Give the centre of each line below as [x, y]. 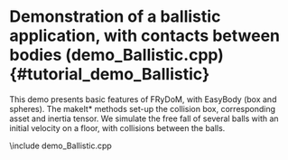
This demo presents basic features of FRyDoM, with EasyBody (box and [143, 99]
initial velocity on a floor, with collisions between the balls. [117, 127]
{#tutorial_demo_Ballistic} [110, 75]
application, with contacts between [144, 36]
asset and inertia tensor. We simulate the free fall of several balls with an [144, 118]
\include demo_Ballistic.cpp [61, 146]
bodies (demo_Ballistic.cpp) [116, 55]
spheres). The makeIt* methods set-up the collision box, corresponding [143, 108]
